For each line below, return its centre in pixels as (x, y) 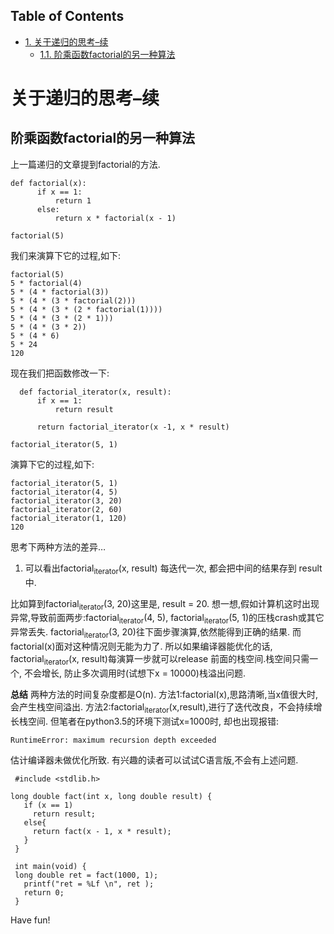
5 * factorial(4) (46, 283)
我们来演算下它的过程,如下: (66, 255)
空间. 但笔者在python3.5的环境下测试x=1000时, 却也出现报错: (153, 721)
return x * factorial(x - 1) (115, 218)
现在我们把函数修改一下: (60, 373)
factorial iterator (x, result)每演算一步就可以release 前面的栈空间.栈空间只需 (160, 660)
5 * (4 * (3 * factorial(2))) (73, 300)
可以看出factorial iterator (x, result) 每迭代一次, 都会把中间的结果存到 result (173, 569)
